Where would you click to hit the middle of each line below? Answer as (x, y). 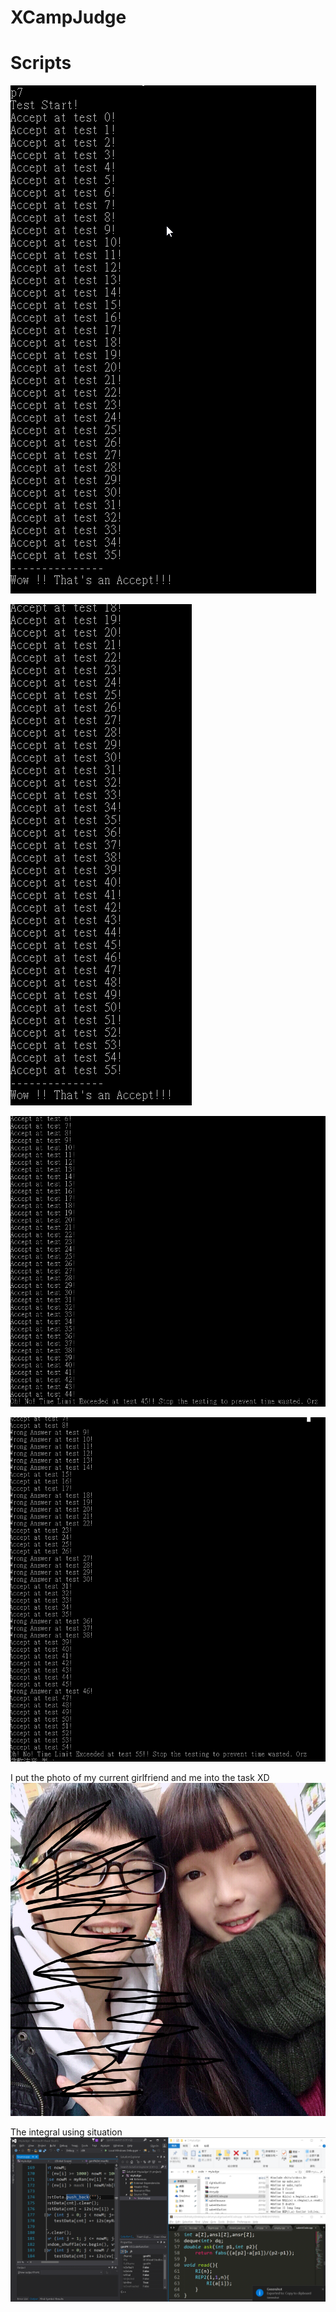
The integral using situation (66, 2132)
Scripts (41, 63)
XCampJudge (68, 17)
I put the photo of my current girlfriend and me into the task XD (140, 1778)
